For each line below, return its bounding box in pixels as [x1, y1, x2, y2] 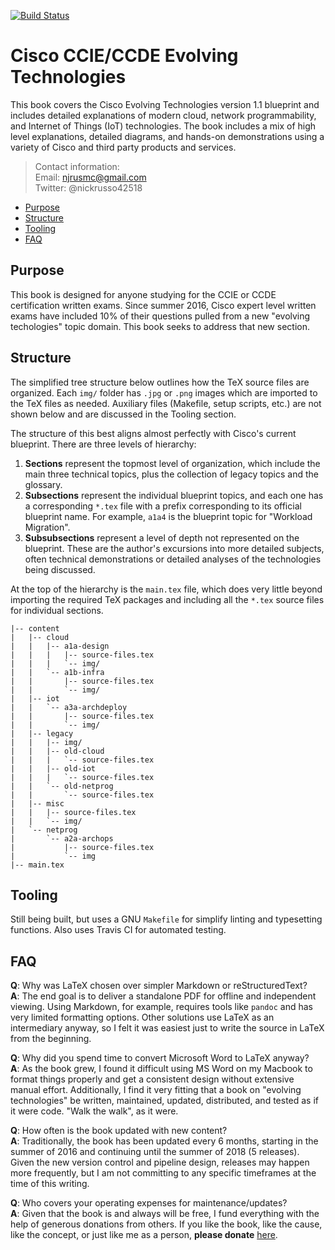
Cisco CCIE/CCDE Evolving [10, 45, 239, 67]
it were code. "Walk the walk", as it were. [10, 1105, 179, 1117]
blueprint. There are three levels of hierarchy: [10, 438, 197, 450]
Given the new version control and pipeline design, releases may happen [10, 1156, 310, 1169]
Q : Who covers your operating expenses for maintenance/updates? [10, 1197, 288, 1209]
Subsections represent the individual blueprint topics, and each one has [24, 489, 324, 501]
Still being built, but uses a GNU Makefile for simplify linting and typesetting [10, 913, 323, 925]
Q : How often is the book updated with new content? [10, 1125, 228, 1137]
